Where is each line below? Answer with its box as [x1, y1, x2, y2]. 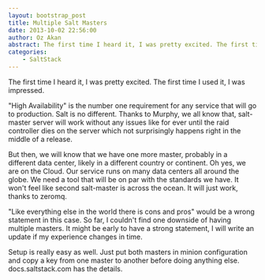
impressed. [8, 85, 45, 95]
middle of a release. [8, 134, 73, 144]
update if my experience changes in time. [8, 232, 144, 241]
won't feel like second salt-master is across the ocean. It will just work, [8, 183, 238, 192]
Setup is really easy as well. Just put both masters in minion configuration [8, 247, 248, 256]
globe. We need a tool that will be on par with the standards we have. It [8, 174, 239, 184]
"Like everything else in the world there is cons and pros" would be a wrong [8, 207, 255, 216]
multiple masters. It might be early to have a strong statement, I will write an [8, 223, 255, 233]
